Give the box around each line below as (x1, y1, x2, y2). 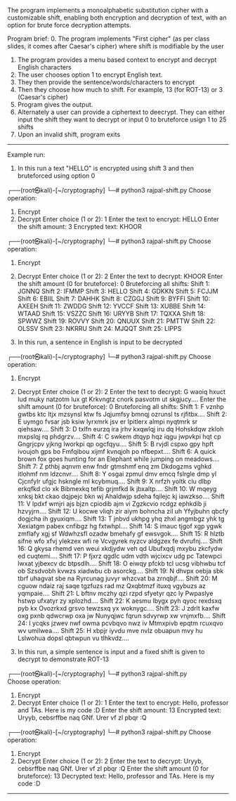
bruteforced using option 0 (17, 171, 96, 180)
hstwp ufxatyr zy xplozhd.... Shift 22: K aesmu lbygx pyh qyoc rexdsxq (17, 597, 222, 605)
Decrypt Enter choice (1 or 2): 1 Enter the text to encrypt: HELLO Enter (17, 215, 220, 223)
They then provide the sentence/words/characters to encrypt (17, 78, 195, 86)
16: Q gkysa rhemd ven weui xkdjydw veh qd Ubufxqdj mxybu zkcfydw (17, 545, 223, 552)
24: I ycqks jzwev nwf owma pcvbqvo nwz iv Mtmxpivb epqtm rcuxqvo (17, 619, 223, 627)
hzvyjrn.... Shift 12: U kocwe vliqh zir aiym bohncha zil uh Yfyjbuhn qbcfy (17, 507, 229, 515)
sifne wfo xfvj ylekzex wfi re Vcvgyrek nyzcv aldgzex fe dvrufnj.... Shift (17, 537, 223, 545)
